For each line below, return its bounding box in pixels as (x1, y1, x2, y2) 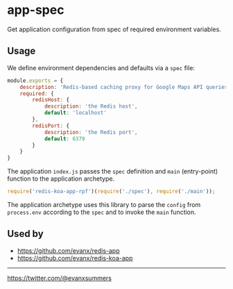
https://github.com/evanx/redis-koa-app (17, 254, 133, 262)
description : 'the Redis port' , (44, 129, 138, 135)
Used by (7, 228, 44, 240)
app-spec (7, 2, 64, 18)
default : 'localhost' (44, 110, 107, 117)
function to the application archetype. (7, 174, 115, 183)
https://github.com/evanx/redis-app (17, 246, 120, 255)
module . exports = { (7, 77, 64, 84)
